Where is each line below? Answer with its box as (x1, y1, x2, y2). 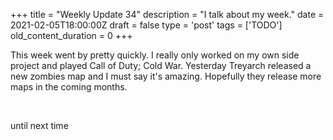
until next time (10, 120, 69, 131)
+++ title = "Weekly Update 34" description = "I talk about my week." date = (10, 9, 325, 20)
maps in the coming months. (10, 81, 128, 93)
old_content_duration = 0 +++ (10, 30, 133, 41)
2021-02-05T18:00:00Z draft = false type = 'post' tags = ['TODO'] (10, 19, 283, 31)
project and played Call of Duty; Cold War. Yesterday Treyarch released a (10, 60, 312, 71)
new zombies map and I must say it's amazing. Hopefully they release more (10, 70, 322, 82)
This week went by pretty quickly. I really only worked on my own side (10, 49, 300, 61)
